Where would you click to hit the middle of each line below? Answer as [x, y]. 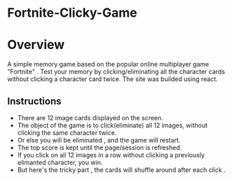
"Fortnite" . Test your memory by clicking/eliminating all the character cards [116, 72]
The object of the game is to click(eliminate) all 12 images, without [112, 125]
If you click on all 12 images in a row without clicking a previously [111, 154]
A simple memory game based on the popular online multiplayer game [108, 64]
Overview [36, 45]
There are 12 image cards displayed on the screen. [90, 117]
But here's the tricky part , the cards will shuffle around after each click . [121, 170]
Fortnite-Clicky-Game [72, 13]
